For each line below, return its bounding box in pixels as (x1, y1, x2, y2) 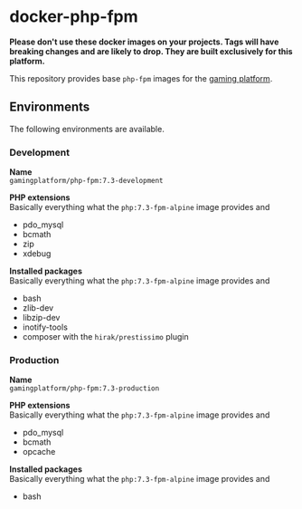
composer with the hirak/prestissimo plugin (22, 331, 189, 342)
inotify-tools (22, 322, 68, 332)
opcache (22, 447, 56, 457)
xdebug (22, 248, 52, 259)
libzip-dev (22, 312, 61, 323)
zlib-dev (22, 303, 54, 313)
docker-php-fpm (9, 6, 138, 27)
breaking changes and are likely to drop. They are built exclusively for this (9, 45, 293, 56)
